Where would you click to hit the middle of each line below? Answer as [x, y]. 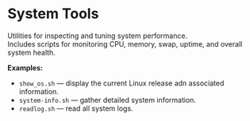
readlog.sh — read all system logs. [76, 108]
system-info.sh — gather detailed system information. [107, 100]
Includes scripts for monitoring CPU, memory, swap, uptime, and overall [125, 43]
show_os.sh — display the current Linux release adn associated [121, 83]
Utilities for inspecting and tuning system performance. [98, 36]
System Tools [53, 14]
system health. [32, 52]
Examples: [25, 67]
